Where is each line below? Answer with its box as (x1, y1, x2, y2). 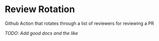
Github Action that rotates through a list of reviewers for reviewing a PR (5, 20, 154, 26)
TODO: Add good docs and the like (5, 30, 78, 36)
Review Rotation (5, 4, 75, 15)
